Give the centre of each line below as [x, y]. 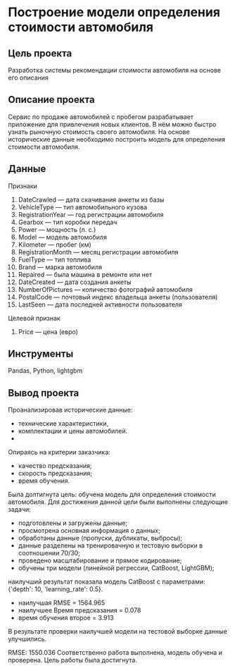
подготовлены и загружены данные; [73, 523]
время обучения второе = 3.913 [66, 618]
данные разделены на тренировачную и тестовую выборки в [110, 546]
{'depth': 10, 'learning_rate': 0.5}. [56, 589]
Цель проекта [40, 53]
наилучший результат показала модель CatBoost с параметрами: [107, 581]
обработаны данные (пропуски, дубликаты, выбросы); [100, 538]
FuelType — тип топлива [55, 259]
